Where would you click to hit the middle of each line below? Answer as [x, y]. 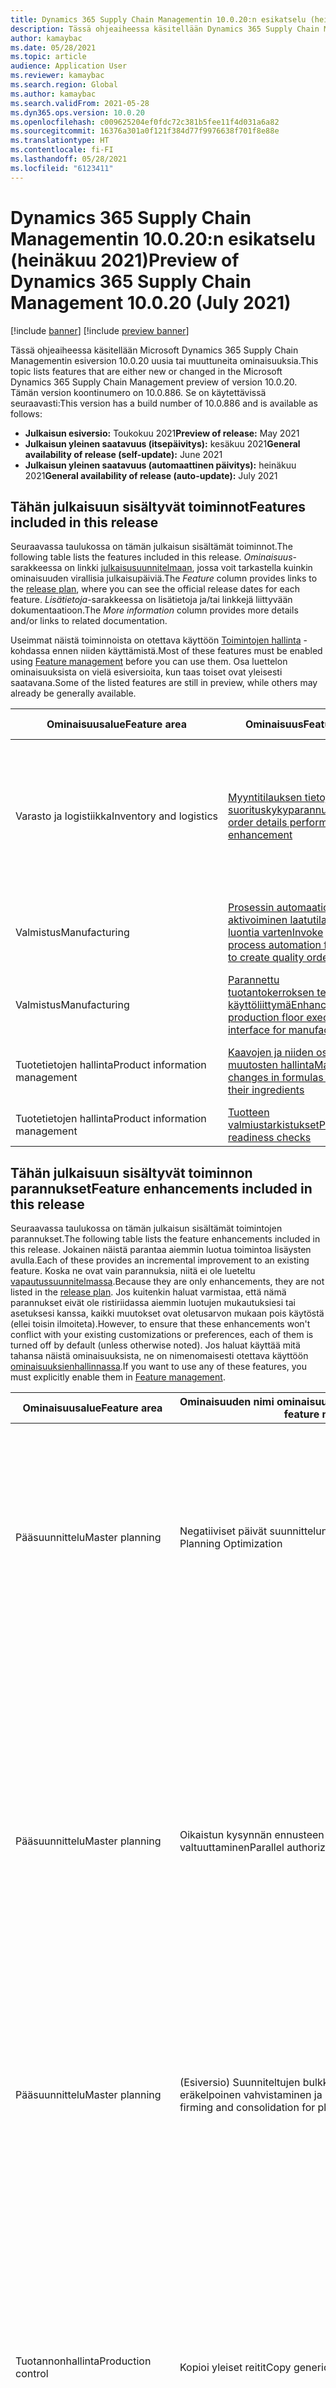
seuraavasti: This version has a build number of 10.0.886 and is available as [164, 403]
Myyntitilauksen [265, 798]
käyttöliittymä [259, 1005]
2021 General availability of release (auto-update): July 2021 [151, 475]
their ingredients [266, 1090]
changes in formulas [275, 1078]
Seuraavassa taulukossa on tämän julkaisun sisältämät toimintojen [146, 1228]
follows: [26, 413]
